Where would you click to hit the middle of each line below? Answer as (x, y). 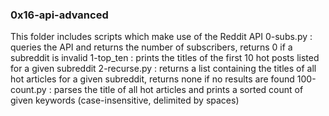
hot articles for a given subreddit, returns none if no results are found (152, 79)
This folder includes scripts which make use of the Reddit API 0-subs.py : (161, 37)
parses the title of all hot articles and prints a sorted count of (178, 90)
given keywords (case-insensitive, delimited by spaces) (125, 100)
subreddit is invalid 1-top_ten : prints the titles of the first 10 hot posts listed (165, 58)
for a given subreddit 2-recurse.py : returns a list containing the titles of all (163, 69)
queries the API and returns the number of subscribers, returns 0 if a (151, 47)
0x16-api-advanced (59, 15)
